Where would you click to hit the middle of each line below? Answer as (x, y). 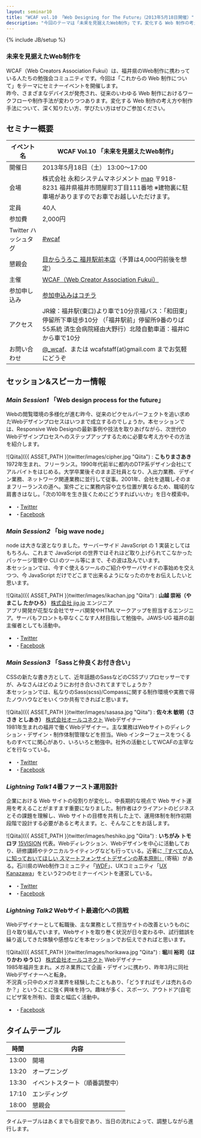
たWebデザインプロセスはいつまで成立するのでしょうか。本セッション (93, 422)
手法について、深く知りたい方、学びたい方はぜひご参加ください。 (87, 108)
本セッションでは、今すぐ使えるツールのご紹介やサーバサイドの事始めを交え (100, 568)
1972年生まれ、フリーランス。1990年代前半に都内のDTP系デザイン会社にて (99, 464)
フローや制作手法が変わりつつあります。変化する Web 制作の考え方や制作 (102, 101)
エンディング (50, 1094)
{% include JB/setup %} (36, 40)
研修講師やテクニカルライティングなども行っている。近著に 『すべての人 (105, 851)
